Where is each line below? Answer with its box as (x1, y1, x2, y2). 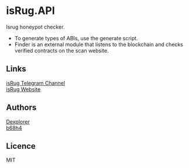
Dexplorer (6, 118, 30, 125)
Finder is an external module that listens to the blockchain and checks (14, 41, 183, 48)
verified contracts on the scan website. (14, 47, 109, 54)
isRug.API (6, 4, 56, 17)
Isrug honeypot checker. (6, 23, 65, 30)
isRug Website (6, 86, 41, 93)
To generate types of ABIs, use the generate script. (14, 34, 139, 41)
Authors (6, 103, 37, 113)
